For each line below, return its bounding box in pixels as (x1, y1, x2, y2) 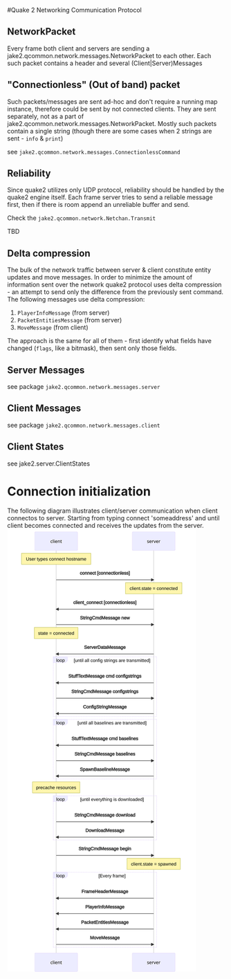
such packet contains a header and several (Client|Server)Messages (7, 59, 203, 67)
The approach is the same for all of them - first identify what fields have (7, 337, 212, 345)
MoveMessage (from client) (17, 323, 89, 331)
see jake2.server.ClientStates (7, 459, 91, 468)
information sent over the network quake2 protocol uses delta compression (7, 280, 222, 289)
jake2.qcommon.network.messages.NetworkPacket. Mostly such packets (7, 119, 217, 127)
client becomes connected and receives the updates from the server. (7, 521, 204, 529)
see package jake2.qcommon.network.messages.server (7, 383, 160, 391)
